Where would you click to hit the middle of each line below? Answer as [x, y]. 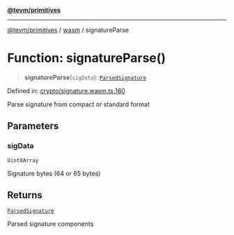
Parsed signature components [50, 224]
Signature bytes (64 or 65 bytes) [54, 173]
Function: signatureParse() [86, 58]
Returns [25, 195]
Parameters [33, 126]
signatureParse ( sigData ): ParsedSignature [85, 77]
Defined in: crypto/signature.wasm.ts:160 [66, 90]
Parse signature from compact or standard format [78, 104]
